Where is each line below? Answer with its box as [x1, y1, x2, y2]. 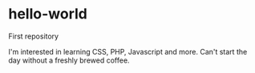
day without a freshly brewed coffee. [8, 55, 130, 65]
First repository [8, 31, 59, 41]
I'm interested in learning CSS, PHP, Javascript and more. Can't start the [8, 47, 248, 56]
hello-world [8, 5, 88, 23]
